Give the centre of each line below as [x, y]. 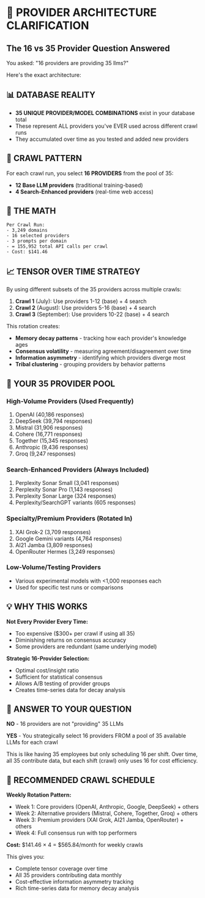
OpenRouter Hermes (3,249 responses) [65, 551]
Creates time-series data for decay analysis [70, 690]
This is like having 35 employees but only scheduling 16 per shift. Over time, [102, 754]
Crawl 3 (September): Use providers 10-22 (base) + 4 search [92, 314]
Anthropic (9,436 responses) [52, 447]
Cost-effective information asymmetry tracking [74, 882]
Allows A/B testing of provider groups [62, 683]
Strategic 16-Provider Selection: [48, 658]
